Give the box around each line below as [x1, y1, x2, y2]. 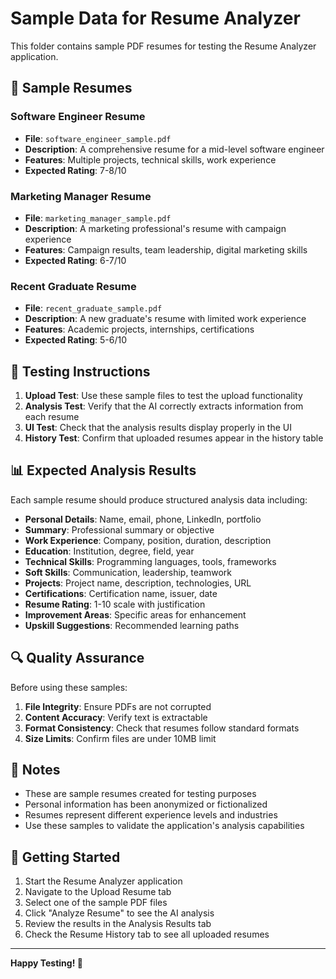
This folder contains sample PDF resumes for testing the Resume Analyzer [10, 40, 317, 52]
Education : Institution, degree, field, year [24, 545, 195, 557]
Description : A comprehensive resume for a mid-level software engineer [24, 143, 325, 155]
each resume [24, 411, 80, 423]
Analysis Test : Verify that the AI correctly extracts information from [24, 400, 304, 412]
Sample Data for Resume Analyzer [10, 7, 301, 30]
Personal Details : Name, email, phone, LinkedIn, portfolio [24, 513, 262, 525]
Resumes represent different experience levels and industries [24, 809, 278, 821]
